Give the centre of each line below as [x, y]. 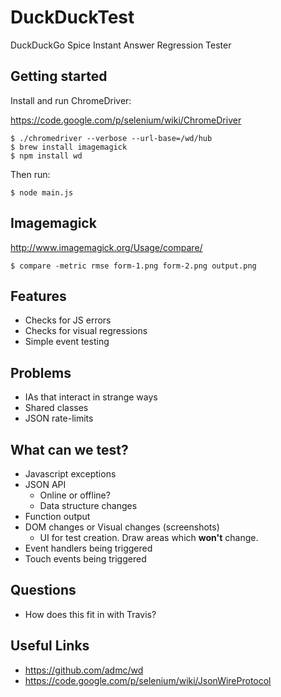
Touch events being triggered [85, 559]
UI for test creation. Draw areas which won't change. [149, 537]
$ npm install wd [46, 156]
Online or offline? [75, 495]
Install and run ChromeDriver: [71, 100]
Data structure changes [88, 505]
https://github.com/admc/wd [84, 670]
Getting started [59, 76]
